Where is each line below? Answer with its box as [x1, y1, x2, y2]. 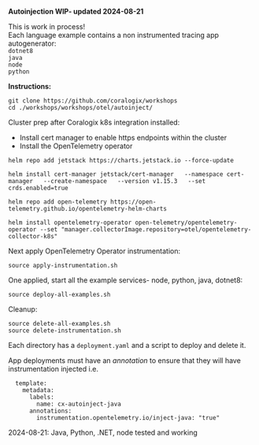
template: [15, 380, 47, 387]
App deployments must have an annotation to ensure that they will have [8, 356, 242, 365]
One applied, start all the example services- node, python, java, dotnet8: [8, 275, 243, 285]
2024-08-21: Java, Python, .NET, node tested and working [8, 428, 198, 437]
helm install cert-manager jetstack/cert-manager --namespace [8, 170, 224, 178]
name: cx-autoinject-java [36, 400, 122, 408]
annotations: [28, 407, 72, 415]
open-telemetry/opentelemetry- [135, 219, 238, 226]
